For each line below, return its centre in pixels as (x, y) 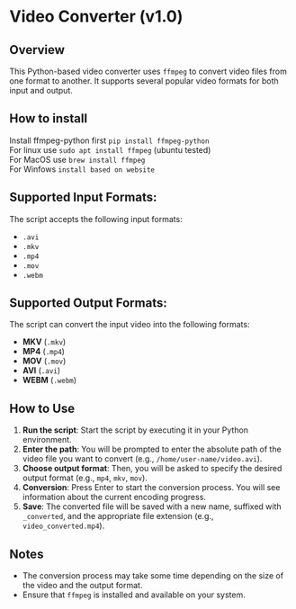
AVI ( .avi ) (41, 371)
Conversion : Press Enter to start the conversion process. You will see (151, 488)
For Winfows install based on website (82, 169)
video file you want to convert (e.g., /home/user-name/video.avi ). (142, 459)
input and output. (41, 90)
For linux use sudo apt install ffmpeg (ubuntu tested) (110, 149)
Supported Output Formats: (89, 303)
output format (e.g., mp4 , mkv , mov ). (85, 478)
